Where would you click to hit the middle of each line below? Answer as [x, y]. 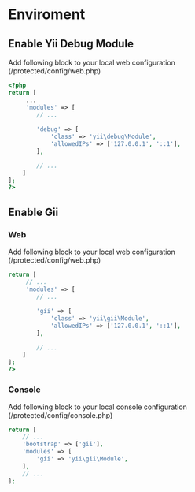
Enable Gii [33, 212]
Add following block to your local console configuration [97, 407]
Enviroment [47, 15]
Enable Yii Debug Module [71, 44]
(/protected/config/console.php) [61, 415]
